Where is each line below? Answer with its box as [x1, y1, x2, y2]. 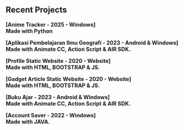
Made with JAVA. [5, 118, 50, 125]
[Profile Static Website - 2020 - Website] [5, 57, 111, 64]
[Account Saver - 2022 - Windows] [5, 111, 97, 119]
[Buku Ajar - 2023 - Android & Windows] [5, 93, 110, 100]
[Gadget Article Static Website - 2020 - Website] [5, 75, 132, 82]
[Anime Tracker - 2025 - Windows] [5, 21, 96, 28]
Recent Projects [5, 5, 67, 15]
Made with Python [5, 27, 53, 34]
